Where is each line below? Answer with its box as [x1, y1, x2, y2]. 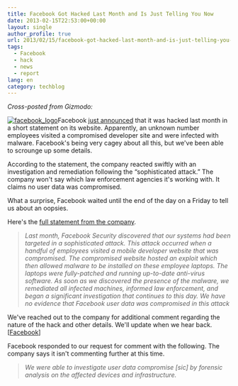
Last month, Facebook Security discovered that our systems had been [24, 231, 231, 240]
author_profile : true [7, 30, 72, 38]
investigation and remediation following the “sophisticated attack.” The [7, 167, 214, 176]
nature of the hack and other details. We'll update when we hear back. [7, 321, 212, 329]
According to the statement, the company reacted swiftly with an [7, 160, 197, 169]
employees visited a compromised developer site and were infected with [7, 131, 219, 140]
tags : [7, 43, 23, 50]
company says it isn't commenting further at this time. [7, 349, 165, 358]
